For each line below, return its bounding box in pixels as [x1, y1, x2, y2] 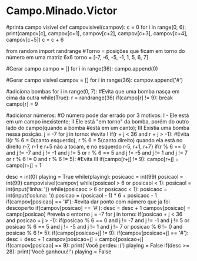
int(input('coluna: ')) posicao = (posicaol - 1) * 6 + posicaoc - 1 [6, 192, 157, 199]
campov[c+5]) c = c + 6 [6, 36, 64, 43]
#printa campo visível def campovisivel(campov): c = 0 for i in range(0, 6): [6, 24, 186, 31]
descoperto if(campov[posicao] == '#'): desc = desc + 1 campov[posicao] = [6, 204, 191, 211]
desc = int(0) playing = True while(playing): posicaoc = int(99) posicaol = [6, 173, 183, 180]
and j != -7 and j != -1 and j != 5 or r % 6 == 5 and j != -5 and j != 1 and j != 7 [6, 149, 188, 156]
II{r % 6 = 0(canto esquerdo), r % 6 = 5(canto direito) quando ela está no [6, 136, 183, 143]
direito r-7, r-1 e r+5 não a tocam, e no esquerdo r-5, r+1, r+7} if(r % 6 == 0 [6, 143, 186, 150]
